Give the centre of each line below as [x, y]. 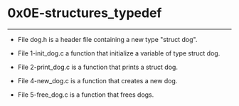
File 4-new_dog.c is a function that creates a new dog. [97, 80]
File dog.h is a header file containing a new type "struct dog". [107, 39]
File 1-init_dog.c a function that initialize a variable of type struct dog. [119, 53]
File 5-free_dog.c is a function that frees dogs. [86, 95]
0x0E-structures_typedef [85, 13]
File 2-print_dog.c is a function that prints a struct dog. [97, 67]
